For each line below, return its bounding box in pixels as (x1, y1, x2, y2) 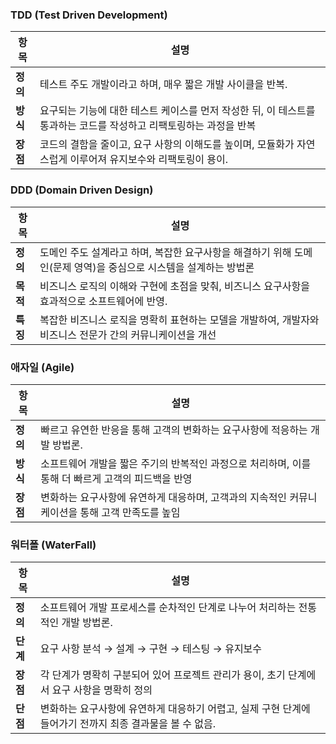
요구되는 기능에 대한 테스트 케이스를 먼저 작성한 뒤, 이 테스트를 (39, 104, 316, 118)
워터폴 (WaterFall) (10, 538, 97, 552)
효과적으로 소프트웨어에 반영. (39, 294, 168, 308)
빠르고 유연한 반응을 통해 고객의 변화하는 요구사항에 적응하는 (40, 423, 308, 437)
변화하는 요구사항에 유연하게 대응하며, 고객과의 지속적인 (40, 490, 288, 504)
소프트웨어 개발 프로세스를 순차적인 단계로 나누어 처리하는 (39, 601, 297, 615)
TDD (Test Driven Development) (10, 8, 168, 22)
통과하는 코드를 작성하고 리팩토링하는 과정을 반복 (39, 119, 257, 133)
